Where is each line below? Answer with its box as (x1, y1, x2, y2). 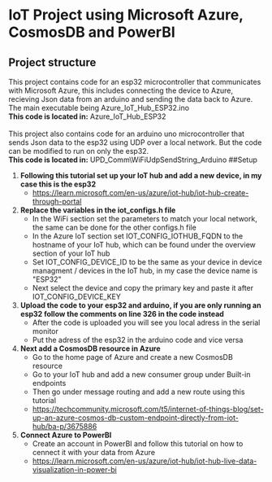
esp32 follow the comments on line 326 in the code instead (19, 309, 225, 318)
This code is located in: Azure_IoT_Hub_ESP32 (8, 112, 166, 121)
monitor (32, 326, 59, 335)
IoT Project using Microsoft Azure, (8, 6, 244, 24)
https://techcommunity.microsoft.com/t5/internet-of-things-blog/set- (32, 405, 264, 414)
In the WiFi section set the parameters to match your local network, (32, 214, 257, 223)
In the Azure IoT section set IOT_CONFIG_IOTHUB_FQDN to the (32, 231, 244, 241)
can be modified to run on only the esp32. (8, 147, 149, 156)
